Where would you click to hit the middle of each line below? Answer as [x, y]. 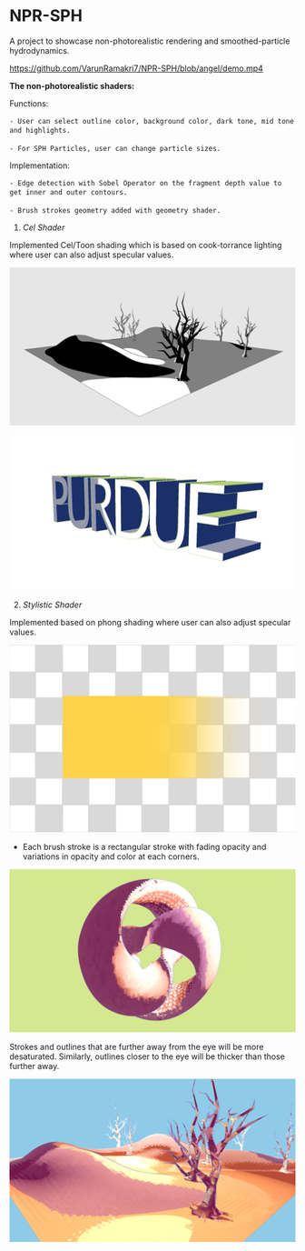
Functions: [29, 103]
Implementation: [40, 165]
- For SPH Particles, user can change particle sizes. [115, 148]
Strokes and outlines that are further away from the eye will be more [137, 1046]
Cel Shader [44, 227]
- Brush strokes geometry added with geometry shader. [115, 210]
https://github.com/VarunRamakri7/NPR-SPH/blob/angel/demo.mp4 [136, 68]
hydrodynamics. [39, 50]
